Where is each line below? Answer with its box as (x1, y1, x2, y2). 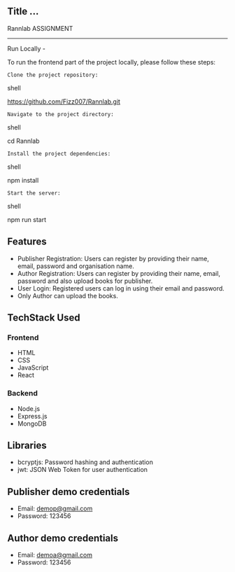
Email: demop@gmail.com (17, 504, 93, 513)
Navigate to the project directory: (7, 111, 114, 118)
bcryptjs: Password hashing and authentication (17, 458, 154, 466)
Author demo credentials (7, 532, 119, 544)
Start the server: (7, 189, 61, 197)
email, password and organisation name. (17, 262, 134, 270)
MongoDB (17, 419, 47, 428)
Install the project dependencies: (7, 150, 111, 157)
